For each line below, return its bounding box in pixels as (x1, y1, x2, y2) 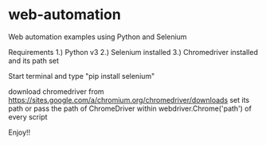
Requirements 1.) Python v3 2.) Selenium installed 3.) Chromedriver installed (8, 47, 259, 57)
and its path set (8, 56, 60, 65)
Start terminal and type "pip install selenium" (8, 71, 155, 80)
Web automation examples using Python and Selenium (8, 32, 187, 41)
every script (8, 112, 48, 121)
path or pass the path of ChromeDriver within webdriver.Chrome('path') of (8, 104, 252, 113)
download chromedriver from (8, 86, 105, 96)
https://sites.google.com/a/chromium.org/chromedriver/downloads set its (8, 95, 250, 104)
